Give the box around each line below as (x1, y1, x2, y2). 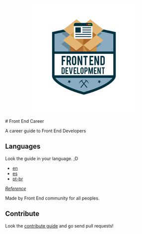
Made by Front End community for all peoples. (5, 195, 100, 201)
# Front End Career (5, 118, 44, 124)
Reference (5, 185, 26, 191)
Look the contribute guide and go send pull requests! (5, 223, 114, 229)
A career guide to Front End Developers (5, 128, 86, 134)
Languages (5, 142, 41, 151)
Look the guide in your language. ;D (5, 155, 78, 161)
